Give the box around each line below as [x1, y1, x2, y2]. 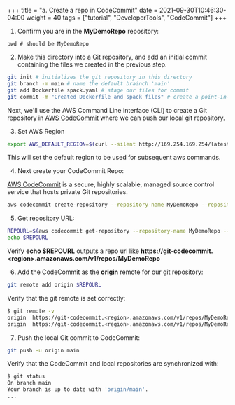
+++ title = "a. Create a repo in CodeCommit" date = [7, 6, 158, 14]
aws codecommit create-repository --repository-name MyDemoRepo [7, 201, 199, 209]
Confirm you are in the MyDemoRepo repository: [17, 27, 159, 35]
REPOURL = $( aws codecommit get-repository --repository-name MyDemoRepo [7, 228, 220, 235]
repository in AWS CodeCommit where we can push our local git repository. [7, 114, 225, 122]
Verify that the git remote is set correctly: [7, 294, 126, 302]
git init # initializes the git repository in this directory [7, 74, 192, 81]
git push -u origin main [7, 347, 80, 354]
